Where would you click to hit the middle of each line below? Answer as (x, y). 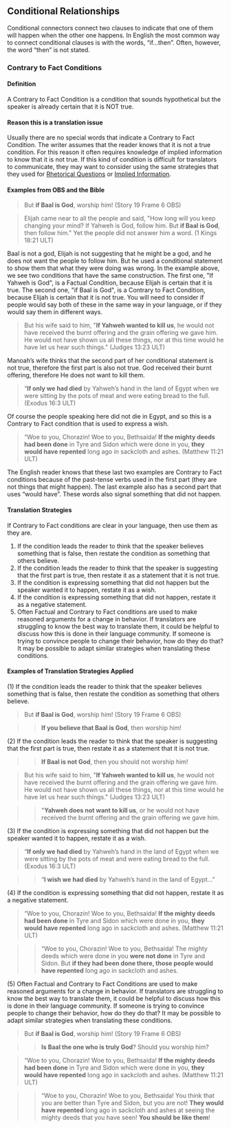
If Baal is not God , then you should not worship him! (114, 762)
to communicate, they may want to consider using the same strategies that (113, 167)
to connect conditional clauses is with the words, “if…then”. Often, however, (114, 42)
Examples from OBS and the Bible (56, 190)
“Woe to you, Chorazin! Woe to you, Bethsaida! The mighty (124, 949)
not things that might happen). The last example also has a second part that (114, 487)
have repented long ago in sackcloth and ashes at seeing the (128, 1110)
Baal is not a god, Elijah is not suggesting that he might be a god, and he (109, 254)
